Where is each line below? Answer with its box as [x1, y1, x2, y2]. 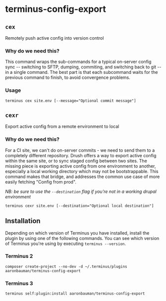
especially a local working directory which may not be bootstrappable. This [5, 168, 159, 174]
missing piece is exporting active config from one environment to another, [5, 163, 156, 169]
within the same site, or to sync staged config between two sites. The [5, 158, 147, 164]
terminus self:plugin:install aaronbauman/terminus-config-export [5, 291, 145, 296]
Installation [5, 217, 41, 225]
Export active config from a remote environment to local [5, 123, 119, 129]
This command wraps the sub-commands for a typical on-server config [5, 59, 152, 65]
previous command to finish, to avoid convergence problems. [5, 74, 130, 80]
